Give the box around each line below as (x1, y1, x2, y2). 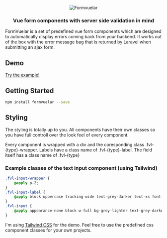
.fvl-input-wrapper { (5, 176, 50, 181)
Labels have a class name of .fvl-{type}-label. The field (39, 147, 153, 153)
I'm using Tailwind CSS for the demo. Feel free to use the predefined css (5, 222, 154, 228)
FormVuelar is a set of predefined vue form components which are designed (5, 28, 162, 34)
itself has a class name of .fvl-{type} (5, 152, 80, 158)
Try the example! (5, 72, 40, 78)
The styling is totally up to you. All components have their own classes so (5, 126, 156, 132)
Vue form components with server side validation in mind (12, 17, 155, 24)
